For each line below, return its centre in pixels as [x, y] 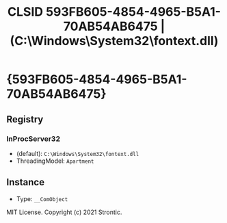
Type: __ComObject [42, 198]
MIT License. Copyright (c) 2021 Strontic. [64, 212]
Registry [25, 119]
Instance [26, 182]
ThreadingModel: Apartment [55, 161]
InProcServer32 [34, 139]
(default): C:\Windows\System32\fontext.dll [78, 153]
